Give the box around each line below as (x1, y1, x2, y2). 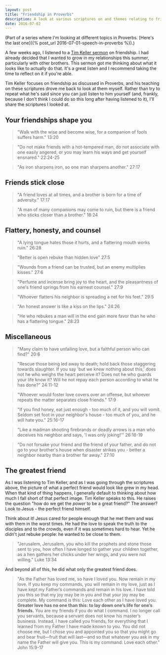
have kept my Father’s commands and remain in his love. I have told (17, 586, 155, 592)
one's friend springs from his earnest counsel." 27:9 (17, 284, 124, 290)
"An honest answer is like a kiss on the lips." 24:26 (17, 303, 120, 309)
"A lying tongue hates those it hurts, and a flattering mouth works (17, 239, 150, 245)
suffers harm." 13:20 (17, 135, 59, 141)
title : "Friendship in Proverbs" (5, 12, 74, 17)
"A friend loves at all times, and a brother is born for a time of (17, 192, 142, 198)
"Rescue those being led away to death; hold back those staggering (17, 361, 156, 366)
